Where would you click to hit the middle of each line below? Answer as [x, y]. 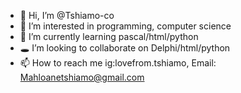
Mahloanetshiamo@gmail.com [82, 77]
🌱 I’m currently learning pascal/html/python [109, 36]
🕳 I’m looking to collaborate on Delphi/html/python [125, 48]
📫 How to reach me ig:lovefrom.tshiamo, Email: [118, 63]
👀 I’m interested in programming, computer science [125, 26]
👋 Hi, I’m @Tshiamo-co [67, 15]
